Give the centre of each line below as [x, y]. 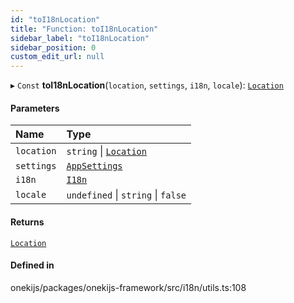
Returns [27, 222]
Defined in [32, 265]
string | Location [106, 151]
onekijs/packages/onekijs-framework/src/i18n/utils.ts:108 [128, 287]
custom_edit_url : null [57, 57]
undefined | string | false [126, 195]
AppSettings [94, 166]
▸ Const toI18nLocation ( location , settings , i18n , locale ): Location [147, 85]
